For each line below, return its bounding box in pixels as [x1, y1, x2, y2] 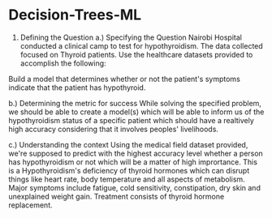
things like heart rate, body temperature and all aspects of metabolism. [8, 174, 245, 184]
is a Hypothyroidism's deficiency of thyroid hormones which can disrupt [8, 165, 250, 175]
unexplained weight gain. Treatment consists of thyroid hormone [8, 191, 225, 201]
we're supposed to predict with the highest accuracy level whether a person [8, 148, 264, 158]
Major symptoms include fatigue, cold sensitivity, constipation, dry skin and [8, 182, 261, 192]
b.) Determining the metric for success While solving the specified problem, [8, 98, 262, 108]
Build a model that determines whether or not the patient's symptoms [8, 74, 241, 83]
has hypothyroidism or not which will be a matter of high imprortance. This [8, 156, 258, 167]
